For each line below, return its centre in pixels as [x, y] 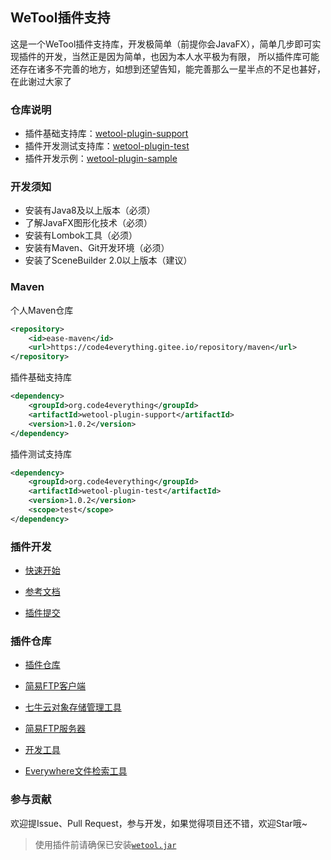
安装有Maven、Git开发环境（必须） [97, 248]
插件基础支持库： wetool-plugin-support [106, 134]
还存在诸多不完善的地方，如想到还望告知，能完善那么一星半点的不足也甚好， [168, 69]
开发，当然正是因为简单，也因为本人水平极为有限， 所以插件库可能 [182, 56]
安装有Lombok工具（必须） [81, 235]
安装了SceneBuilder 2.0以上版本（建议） [108, 260]
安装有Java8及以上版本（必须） [90, 210]
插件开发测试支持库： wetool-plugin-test [107, 146]
